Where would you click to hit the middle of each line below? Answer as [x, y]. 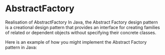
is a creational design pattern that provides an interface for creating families [82, 27]
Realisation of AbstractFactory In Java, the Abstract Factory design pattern [82, 22]
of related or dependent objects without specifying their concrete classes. [81, 32]
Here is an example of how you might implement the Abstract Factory [76, 42]
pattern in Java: [21, 47]
